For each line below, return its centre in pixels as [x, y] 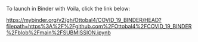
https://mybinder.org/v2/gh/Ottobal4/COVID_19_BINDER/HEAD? [84, 20]
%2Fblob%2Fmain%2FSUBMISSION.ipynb [59, 33]
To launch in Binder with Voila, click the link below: [68, 9]
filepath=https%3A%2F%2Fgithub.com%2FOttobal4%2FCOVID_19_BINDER [99, 26]
